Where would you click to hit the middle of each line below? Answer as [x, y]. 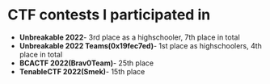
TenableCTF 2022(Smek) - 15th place [82, 71]
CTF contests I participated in [109, 15]
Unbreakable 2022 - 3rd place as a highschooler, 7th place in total [129, 37]
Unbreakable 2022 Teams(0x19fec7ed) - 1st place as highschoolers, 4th [140, 45]
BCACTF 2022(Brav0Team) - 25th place [86, 63]
